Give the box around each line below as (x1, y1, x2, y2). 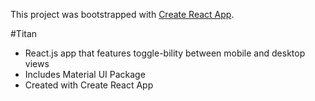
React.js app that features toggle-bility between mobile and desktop (24, 47, 306, 59)
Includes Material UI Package (24, 69, 146, 80)
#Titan (10, 28, 38, 39)
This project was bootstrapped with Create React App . (10, 9, 235, 20)
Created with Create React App (24, 79, 154, 91)
